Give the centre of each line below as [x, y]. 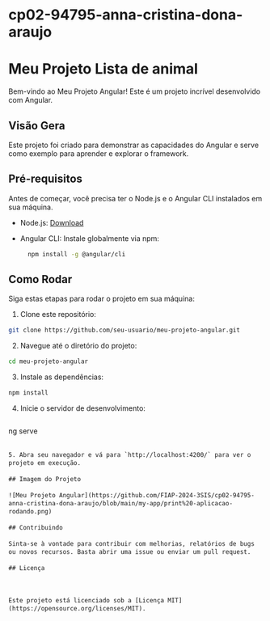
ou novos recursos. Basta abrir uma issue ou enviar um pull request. [130, 552]
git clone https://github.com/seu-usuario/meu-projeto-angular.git [124, 330]
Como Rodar [40, 279]
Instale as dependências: [61, 377]
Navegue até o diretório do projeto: [78, 346]
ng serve [23, 431]
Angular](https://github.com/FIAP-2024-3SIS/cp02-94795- [157, 496]
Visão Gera [37, 126]
